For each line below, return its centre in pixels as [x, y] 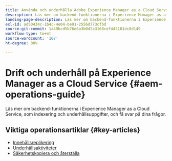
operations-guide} [45, 94]
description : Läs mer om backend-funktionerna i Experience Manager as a [86, 15]
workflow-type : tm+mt [28, 34]
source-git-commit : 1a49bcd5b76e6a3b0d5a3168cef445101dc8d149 [73, 29]
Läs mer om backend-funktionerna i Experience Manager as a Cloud [78, 109]
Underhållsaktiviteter [35, 148]
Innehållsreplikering [34, 142]
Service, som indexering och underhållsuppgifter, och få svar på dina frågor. [86, 114]
